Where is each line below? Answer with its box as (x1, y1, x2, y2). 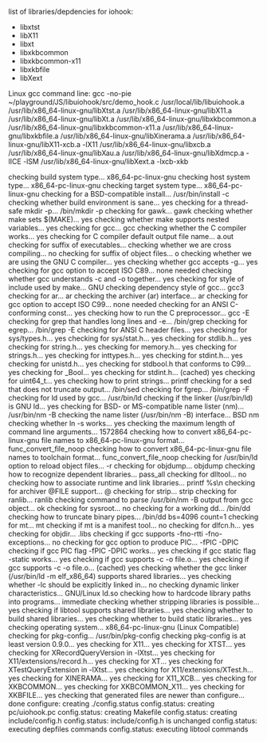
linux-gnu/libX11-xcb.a (8, 140, 81, 149)
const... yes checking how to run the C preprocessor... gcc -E (47, 308, 250, 317)
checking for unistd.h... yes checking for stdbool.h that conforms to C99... (8, 359, 251, 369)
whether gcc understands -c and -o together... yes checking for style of (8, 274, 245, 283)
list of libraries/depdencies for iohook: (8, 7, 134, 16)
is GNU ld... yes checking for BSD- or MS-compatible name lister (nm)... (8, 401, 245, 411)
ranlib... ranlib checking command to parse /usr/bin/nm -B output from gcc (8, 495, 253, 505)
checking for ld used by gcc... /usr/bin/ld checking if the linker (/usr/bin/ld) (8, 393, 253, 402)
